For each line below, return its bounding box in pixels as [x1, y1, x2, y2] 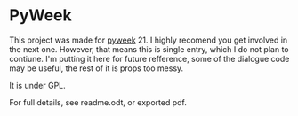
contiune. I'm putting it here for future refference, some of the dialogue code [9, 53, 290, 64]
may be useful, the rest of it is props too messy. [9, 63, 184, 73]
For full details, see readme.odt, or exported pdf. [9, 97, 187, 107]
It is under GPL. [9, 80, 67, 90]
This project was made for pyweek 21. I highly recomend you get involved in [9, 35, 288, 45]
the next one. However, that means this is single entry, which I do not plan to [9, 43, 289, 54]
